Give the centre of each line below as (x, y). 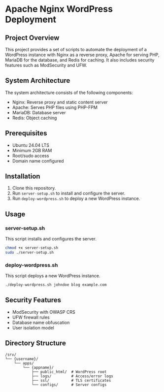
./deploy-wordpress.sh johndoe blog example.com (56, 285)
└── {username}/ (22, 359)
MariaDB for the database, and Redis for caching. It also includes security (80, 60)
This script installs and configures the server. (51, 239)
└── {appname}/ (38, 367)
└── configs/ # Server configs (69, 385)
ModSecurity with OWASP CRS (44, 312)
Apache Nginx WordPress (59, 9)
